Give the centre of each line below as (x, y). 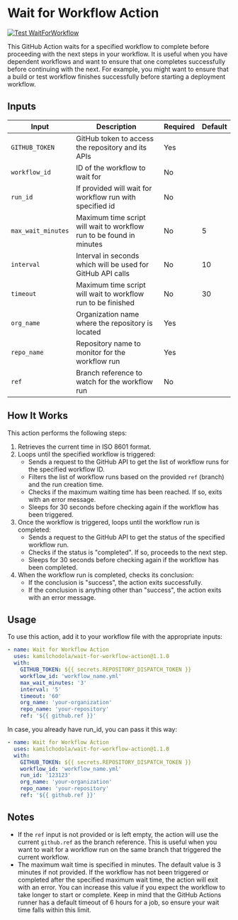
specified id (95, 206)
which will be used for (112, 264)
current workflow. (43, 857)
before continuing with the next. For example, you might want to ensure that (118, 69)
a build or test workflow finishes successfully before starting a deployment (117, 77)
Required (180, 126)
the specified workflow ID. (66, 469)
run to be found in (105, 235)
